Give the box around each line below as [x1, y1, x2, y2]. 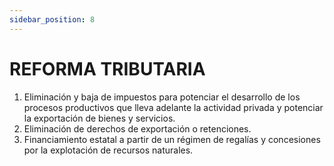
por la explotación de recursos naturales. [23, 144, 194, 156]
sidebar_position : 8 [9, 14, 96, 25]
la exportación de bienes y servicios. [23, 112, 176, 124]
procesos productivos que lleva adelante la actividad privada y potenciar [23, 101, 324, 113]
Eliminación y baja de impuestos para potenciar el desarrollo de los [23, 91, 301, 103]
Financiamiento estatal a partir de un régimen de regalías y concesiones [23, 133, 321, 145]
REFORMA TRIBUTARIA [9, 57, 206, 80]
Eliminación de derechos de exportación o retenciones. [23, 122, 252, 135]
